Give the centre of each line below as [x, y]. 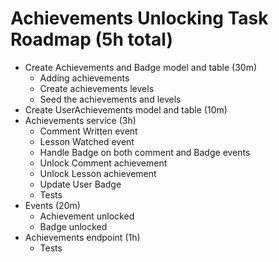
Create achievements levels [97, 88]
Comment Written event [88, 131]
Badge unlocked [73, 226]
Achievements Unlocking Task [139, 18]
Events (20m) [52, 205]
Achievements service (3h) [80, 120]
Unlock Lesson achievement [98, 173]
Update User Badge [80, 184]
